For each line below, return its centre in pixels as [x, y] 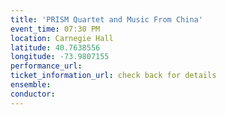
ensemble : [31, 85]
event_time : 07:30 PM [55, 29]
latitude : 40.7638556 [55, 47]
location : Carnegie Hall [62, 38]
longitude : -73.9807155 [60, 57]
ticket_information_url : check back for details [113, 76]
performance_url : [46, 66]
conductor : [33, 94]
